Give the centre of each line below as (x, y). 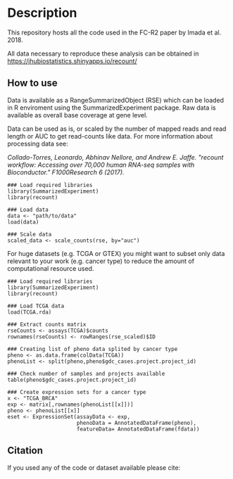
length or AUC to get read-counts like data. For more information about (110, 136)
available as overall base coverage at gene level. (77, 115)
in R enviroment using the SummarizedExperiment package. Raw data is (112, 108)
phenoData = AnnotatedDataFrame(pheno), (137, 423)
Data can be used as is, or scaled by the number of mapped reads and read (117, 129)
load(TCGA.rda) (30, 312)
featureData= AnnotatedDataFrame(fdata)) (138, 429)
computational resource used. (51, 268)
